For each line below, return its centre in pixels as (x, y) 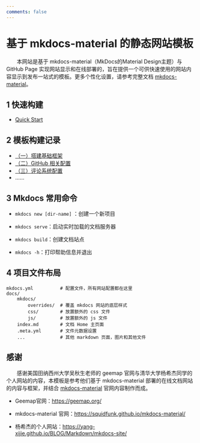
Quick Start (29, 120)
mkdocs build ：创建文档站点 (50, 239)
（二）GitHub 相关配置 (43, 163)
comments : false (26, 12)
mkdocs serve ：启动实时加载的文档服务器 (65, 226)
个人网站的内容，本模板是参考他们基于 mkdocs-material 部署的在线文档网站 (100, 380)
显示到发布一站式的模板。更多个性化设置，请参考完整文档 (82, 77)
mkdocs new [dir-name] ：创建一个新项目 (65, 214)
